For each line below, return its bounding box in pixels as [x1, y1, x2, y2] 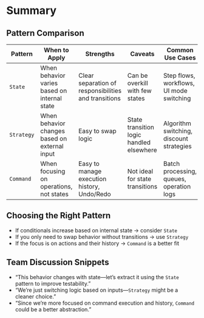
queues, [163, 175, 186, 183]
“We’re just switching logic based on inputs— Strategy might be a [15, 286, 178, 294]
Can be [127, 71, 148, 80]
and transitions [78, 94, 121, 102]
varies [40, 79, 58, 87]
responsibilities [78, 86, 122, 95]
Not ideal [127, 167, 154, 175]
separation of [78, 79, 117, 87]
